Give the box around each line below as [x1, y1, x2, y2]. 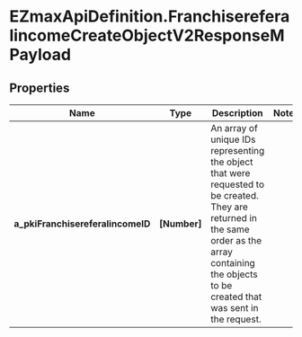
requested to [210, 178, 265, 191]
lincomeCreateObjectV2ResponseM [9, 25, 285, 46]
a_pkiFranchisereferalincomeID [13, 217, 151, 230]
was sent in [210, 302, 259, 314]
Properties [9, 80, 70, 95]
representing [210, 145, 265, 156]
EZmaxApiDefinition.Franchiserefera [9, 6, 290, 27]
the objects [210, 268, 258, 280]
